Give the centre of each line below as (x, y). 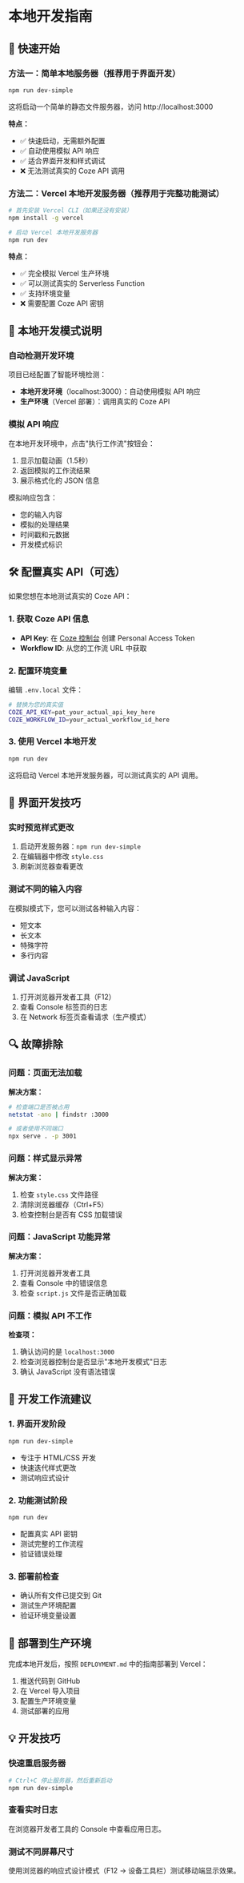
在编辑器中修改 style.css (62, 857)
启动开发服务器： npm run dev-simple (80, 846)
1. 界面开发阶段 (37, 1424)
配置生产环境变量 (48, 1700)
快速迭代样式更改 (48, 1467)
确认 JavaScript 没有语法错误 (68, 1372)
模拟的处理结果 (44, 524)
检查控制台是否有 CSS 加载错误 (71, 1215)
